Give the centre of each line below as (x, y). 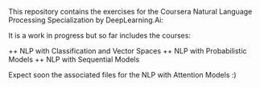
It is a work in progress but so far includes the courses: (100, 36)
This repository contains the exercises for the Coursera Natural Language (130, 12)
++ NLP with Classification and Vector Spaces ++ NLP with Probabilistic (128, 51)
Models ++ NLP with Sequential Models (74, 59)
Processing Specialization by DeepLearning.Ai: (86, 20)
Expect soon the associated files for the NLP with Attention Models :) (122, 75)
